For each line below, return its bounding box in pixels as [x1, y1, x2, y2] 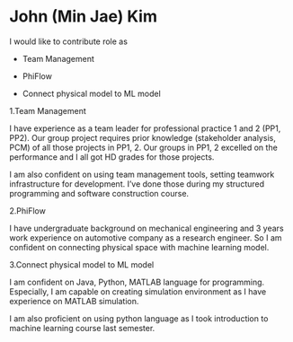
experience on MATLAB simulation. [9, 295, 139, 306]
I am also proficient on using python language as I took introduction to [9, 312, 269, 324]
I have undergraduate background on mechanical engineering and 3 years [9, 223, 285, 233]
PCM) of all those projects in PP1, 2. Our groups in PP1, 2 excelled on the [9, 142, 279, 153]
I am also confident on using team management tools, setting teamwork [9, 169, 275, 180]
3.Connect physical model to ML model [9, 259, 155, 270]
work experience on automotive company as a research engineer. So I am [9, 232, 282, 243]
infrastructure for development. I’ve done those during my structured [9, 178, 265, 189]
